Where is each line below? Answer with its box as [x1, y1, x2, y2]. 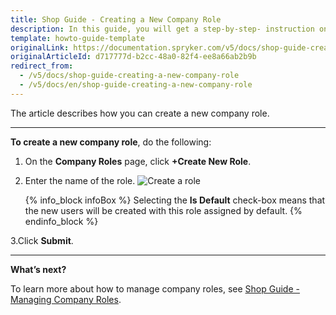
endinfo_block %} [24, 215, 99, 227]
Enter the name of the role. [24, 174, 136, 186]
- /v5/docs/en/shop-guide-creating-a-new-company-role [19, 80, 253, 90]
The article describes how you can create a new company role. [10, 107, 270, 119]
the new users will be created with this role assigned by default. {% [24, 204, 303, 216]
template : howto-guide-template [10, 33, 145, 43]
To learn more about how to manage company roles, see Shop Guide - [10, 282, 300, 295]
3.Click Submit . [10, 234, 74, 246]
